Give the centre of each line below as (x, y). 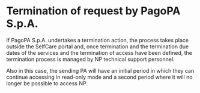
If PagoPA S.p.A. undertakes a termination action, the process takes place (98, 40)
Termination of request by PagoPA (93, 11)
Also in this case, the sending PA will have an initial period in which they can (100, 70)
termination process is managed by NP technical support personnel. (91, 59)
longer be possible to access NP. (47, 83)
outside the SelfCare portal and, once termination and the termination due (98, 46)
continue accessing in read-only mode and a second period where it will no (100, 77)
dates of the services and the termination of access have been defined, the (99, 52)
